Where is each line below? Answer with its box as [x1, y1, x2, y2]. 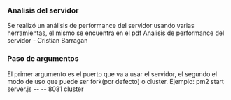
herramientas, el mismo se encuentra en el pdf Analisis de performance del [7, 29, 225, 37]
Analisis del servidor [7, 6, 79, 15]
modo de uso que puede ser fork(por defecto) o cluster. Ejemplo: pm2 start [7, 77, 224, 85]
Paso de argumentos [7, 54, 79, 64]
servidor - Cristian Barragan [7, 36, 88, 45]
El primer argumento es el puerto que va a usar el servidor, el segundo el [7, 69, 218, 78]
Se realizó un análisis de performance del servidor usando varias [7, 22, 195, 30]
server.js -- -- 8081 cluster [7, 85, 84, 93]
